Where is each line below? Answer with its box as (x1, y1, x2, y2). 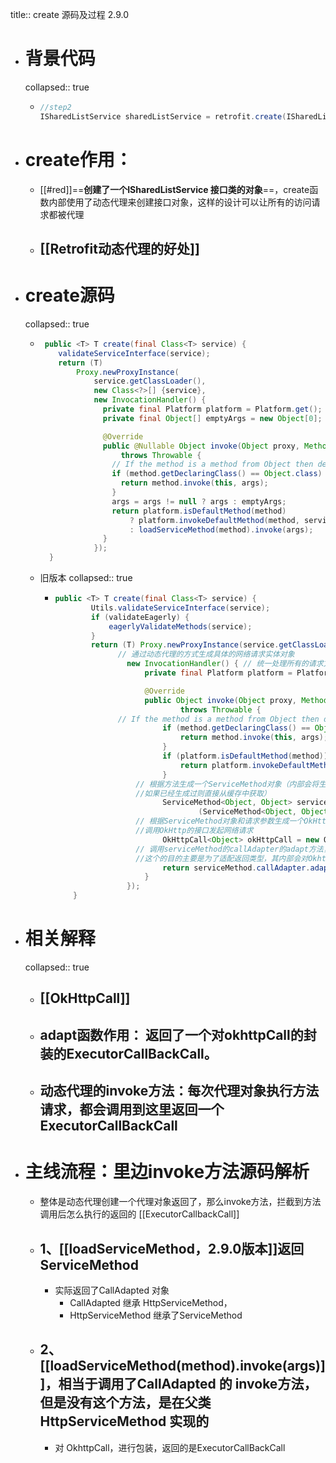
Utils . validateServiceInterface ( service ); (90, 603, 271, 613)
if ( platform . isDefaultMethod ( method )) (162, 751, 329, 762)
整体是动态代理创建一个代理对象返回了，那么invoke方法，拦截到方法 (39, 1196, 322, 1208)
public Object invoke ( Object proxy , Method (144, 695, 329, 705)
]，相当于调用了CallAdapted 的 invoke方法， (39, 1376, 318, 1393)
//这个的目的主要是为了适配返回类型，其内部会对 (135, 853, 309, 863)
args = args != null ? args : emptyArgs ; (111, 496, 287, 507)
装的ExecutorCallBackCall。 (39, 1045, 218, 1062)
